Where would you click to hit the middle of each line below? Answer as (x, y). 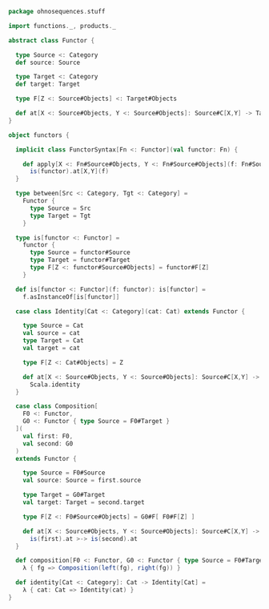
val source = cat (52, 333)
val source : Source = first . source (82, 481)
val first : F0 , (48, 436)
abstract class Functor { (51, 40)
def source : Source (48, 63)
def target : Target (48, 84)
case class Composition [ (57, 406)
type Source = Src (60, 208)
